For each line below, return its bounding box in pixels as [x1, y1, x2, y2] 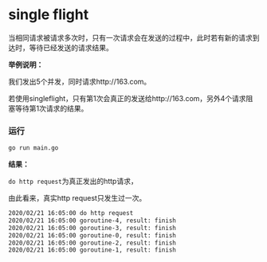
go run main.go [8, 144, 59, 152]
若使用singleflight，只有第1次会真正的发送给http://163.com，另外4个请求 [8, 93, 246, 103]
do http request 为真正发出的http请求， [8, 177, 138, 186]
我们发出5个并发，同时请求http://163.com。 [8, 76, 151, 86]
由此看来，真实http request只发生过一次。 [8, 194, 147, 203]
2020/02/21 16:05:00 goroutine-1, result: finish [8, 246, 177, 254]
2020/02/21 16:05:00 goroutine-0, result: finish [8, 231, 177, 240]
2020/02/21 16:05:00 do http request [8, 209, 134, 217]
